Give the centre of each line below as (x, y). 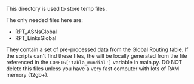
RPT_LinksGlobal (36, 38)
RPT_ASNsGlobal (36, 32)
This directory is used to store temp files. (57, 9)
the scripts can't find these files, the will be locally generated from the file (97, 56)
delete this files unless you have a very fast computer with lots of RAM (93, 69)
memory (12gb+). (27, 75)
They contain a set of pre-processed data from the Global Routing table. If (97, 49)
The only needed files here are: (45, 20)
